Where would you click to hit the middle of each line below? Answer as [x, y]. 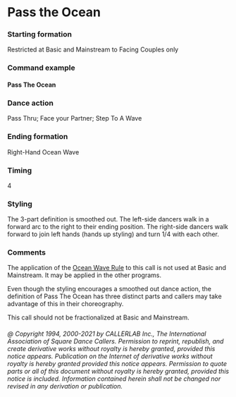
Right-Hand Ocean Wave [43, 152]
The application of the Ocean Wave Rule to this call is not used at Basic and [117, 268]
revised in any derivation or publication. [65, 386]
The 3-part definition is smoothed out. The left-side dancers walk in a [108, 219]
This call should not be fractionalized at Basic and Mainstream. [99, 317]
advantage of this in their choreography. [66, 304]
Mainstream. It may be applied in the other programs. [85, 275]
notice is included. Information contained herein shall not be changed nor [114, 379]
